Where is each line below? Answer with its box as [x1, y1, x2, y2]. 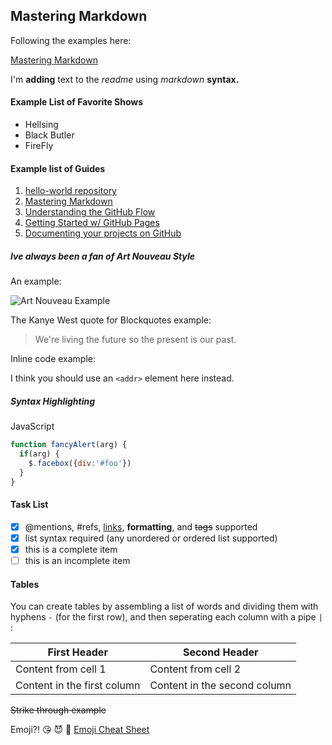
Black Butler [24, 129, 75, 141]
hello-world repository [24, 185, 117, 197]
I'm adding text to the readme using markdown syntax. [10, 73, 240, 85]
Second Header [182, 645, 259, 659]
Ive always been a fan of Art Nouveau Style [10, 250, 196, 262]
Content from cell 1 [15, 662, 107, 676]
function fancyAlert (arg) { [10, 440, 128, 450]
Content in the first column [15, 679, 141, 693]
